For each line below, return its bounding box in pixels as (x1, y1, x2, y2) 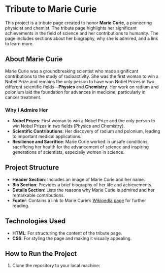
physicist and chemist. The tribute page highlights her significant (5, 25, 137, 31)
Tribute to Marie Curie (5, 3, 97, 15)
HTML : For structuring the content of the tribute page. (12, 230, 122, 236)
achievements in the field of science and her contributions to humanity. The (5, 30, 159, 36)
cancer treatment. (5, 94, 42, 100)
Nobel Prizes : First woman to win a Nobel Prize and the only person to (12, 118, 155, 124)
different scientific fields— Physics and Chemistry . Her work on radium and (5, 84, 159, 90)
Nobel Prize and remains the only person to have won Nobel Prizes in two (5, 78, 155, 84)
